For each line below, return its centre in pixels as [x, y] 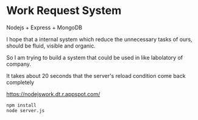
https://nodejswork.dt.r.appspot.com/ [53, 94]
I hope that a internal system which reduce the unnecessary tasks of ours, [100, 39]
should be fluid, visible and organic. [51, 46]
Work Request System [64, 11]
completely [20, 82]
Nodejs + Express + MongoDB [44, 27]
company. [19, 64]
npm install [21, 105]
